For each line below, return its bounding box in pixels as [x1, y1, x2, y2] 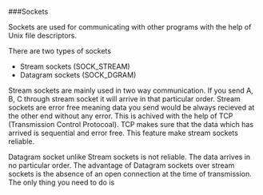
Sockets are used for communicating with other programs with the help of [8, 22, 252, 31]
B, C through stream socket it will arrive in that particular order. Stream [8, 94, 241, 103]
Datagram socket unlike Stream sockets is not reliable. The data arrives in [8, 152, 251, 161]
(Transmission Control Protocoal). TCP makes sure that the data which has [8, 120, 254, 129]
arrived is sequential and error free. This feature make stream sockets [8, 128, 238, 137]
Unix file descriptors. [8, 31, 78, 40]
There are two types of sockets [8, 46, 112, 55]
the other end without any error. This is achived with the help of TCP [8, 111, 233, 121]
